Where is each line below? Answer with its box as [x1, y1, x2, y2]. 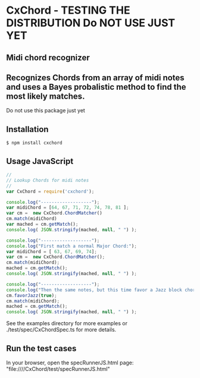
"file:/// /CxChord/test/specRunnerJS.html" [6, 365, 110, 372]
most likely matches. [6, 91, 85, 101]
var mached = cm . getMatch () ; [6, 221, 79, 228]
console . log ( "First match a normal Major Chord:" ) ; [6, 243, 137, 249]
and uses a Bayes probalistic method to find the [6, 81, 186, 92]
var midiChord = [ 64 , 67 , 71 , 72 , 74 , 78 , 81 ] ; [6, 204, 129, 211]
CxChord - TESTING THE [6, 4, 130, 17]
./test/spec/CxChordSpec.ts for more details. [6, 326, 117, 333]
